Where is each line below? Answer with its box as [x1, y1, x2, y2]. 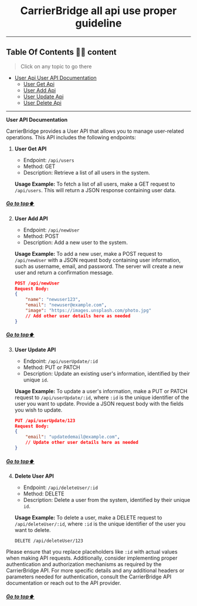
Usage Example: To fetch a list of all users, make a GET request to [14, 180, 175, 188]
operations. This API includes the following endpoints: [6, 133, 137, 140]
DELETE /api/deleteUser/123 [14, 538, 83, 544]
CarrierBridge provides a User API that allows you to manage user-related [6, 128, 184, 135]
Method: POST [23, 232, 59, 239]
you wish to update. [14, 406, 63, 413]
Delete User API [14, 472, 54, 480]
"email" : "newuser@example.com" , [25, 302, 107, 308]
